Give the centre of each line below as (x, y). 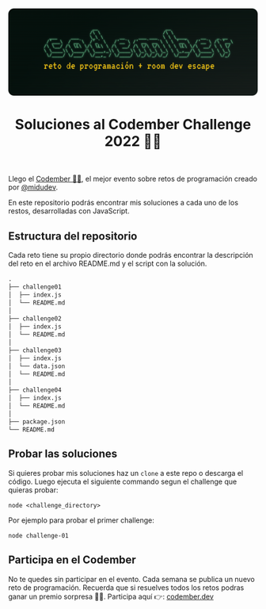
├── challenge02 (35, 318)
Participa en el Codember (72, 560)
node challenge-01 (38, 535)
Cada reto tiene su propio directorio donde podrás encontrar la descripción (131, 255)
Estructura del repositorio (73, 236)
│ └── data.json (37, 366)
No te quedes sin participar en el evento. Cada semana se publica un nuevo (132, 579)
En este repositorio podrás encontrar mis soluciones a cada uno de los (123, 203)
